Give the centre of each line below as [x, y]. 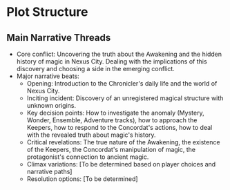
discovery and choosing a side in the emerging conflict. [96, 69]
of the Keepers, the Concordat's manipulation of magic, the [111, 150]
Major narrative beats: [48, 76]
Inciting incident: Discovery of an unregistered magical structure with [125, 98]
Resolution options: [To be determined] [83, 179]
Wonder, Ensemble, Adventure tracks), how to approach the [112, 120]
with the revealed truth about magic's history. [91, 135]
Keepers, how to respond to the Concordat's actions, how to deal [119, 127]
